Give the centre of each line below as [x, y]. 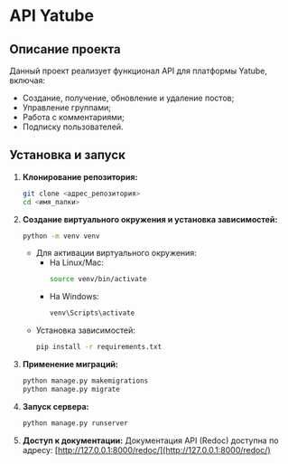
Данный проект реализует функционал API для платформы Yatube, [139, 71]
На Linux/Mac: [76, 262]
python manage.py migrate [71, 389]
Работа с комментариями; [73, 117]
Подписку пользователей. [73, 127]
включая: [27, 80]
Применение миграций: [70, 365]
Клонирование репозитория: [80, 176]
